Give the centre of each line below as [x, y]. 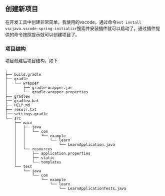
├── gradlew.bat [22, 101]
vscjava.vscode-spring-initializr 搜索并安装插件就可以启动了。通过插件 [80, 28]
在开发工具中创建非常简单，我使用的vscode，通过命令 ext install [73, 22]
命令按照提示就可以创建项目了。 [47, 35]
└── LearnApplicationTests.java [92, 189]
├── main [23, 123]
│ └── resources [33, 149]
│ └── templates [38, 162]
